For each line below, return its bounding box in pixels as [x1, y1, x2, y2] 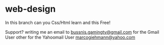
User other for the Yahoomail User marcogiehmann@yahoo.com [5, 34, 135, 40]
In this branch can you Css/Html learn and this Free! [5, 20, 111, 25]
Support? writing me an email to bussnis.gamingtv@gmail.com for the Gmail [5, 29, 159, 35]
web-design [5, 3, 56, 15]
